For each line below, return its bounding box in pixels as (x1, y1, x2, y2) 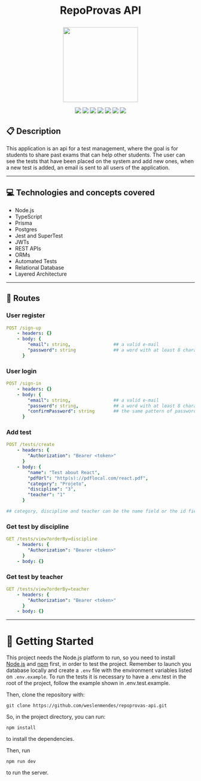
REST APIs (14, 245, 41, 252)
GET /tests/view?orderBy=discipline (6, 536, 98, 542)
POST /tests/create (6, 442, 55, 448)
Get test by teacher (6, 572, 63, 581)
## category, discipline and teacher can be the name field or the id (6, 508, 186, 514)
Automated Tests (14, 257, 57, 264)
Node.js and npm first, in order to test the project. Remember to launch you (6, 661, 191, 668)
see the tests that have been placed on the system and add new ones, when (6, 158, 194, 165)
